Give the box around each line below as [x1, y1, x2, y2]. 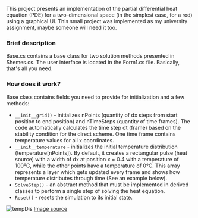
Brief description [6, 39, 56, 47]
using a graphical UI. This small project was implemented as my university [6, 18, 188, 24]
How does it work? [6, 80, 61, 88]
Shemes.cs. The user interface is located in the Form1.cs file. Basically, [6, 59, 180, 66]
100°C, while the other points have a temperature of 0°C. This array [14, 162, 180, 169]
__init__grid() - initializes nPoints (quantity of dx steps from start [14, 111, 178, 119]
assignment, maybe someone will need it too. [6, 24, 117, 31]
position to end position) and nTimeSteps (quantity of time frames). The [14, 117, 190, 124]
